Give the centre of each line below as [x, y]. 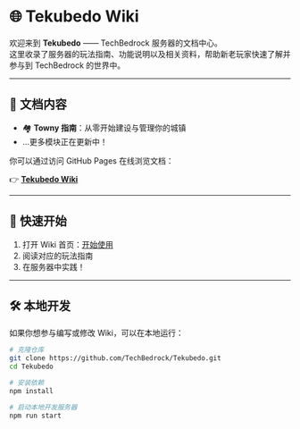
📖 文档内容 [38, 105]
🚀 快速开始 [38, 221]
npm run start [36, 416]
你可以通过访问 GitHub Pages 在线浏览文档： [92, 160]
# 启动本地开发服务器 [43, 407]
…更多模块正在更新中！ [65, 141]
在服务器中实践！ [54, 266]
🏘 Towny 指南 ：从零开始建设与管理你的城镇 [104, 128]
